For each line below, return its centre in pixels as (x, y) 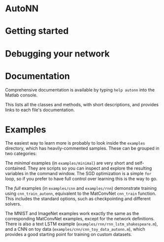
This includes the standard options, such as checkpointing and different (78, 199)
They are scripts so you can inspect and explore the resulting (90, 168)
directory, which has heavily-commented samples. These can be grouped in (82, 149)
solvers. (13, 204)
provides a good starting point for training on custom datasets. (68, 235)
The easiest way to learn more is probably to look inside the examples (75, 143)
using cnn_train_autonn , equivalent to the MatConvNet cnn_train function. (81, 194)
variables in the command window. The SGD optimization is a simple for (78, 174)
